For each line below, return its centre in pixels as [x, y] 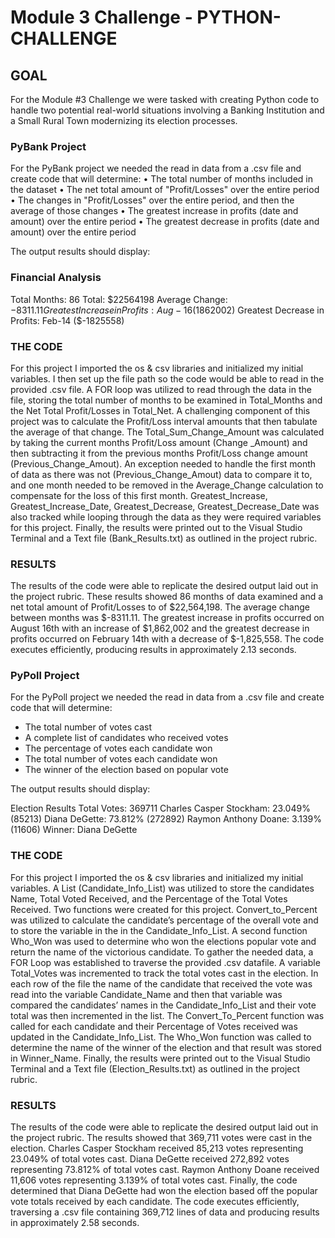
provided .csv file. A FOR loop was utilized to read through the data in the [161, 389]
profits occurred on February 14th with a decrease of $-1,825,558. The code [167, 639]
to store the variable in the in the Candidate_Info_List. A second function [159, 930]
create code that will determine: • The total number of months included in [162, 179]
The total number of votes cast [88, 727]
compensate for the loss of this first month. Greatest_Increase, [139, 495]
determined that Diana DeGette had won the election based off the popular [164, 1191]
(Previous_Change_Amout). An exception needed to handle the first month [163, 463]
